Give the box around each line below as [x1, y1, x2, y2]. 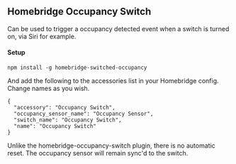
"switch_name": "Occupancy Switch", [13, 116, 122, 124]
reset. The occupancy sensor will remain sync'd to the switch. [7, 149, 189, 158]
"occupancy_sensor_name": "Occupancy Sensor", [13, 110, 154, 118]
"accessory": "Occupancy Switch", [13, 104, 116, 111]
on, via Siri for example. [7, 32, 77, 40]
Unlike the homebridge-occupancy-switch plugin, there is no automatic [7, 141, 216, 150]
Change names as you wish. [7, 84, 90, 93]
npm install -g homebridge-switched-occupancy [7, 64, 147, 72]
